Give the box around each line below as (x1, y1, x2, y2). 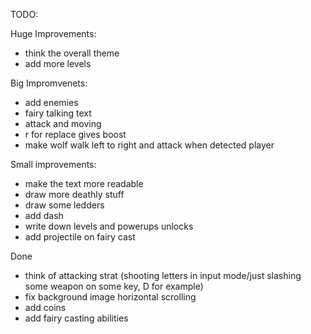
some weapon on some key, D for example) (24, 280, 204, 292)
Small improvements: (10, 159, 97, 170)
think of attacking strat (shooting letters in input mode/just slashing (24, 270, 302, 281)
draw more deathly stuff (24, 189, 125, 200)
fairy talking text (24, 107, 92, 119)
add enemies (24, 97, 79, 108)
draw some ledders (24, 199, 105, 211)
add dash (24, 210, 64, 221)
